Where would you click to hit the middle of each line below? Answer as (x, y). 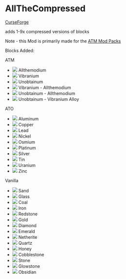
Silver (24, 153)
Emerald (27, 231)
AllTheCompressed (45, 9)
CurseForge (17, 22)
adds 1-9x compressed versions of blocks (47, 31)
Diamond (27, 225)
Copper (26, 124)
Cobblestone (31, 255)
